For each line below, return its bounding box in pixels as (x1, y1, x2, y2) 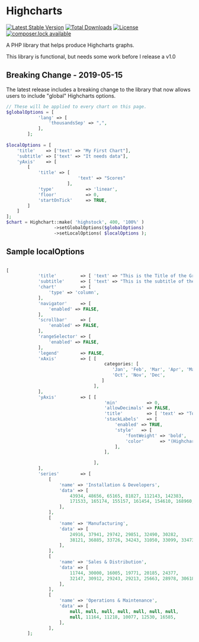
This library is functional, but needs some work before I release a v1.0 (6, 53, 176, 60)
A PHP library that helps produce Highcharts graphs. (6, 41, 134, 49)
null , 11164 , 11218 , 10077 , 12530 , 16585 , (69, 614, 176, 620)
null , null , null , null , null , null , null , (69, 608, 179, 614)
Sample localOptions (6, 247, 85, 257)
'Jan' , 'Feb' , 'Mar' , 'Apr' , (112, 367, 184, 373)
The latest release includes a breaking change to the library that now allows (6, 86, 191, 93)
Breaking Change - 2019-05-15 (6, 70, 123, 81)
